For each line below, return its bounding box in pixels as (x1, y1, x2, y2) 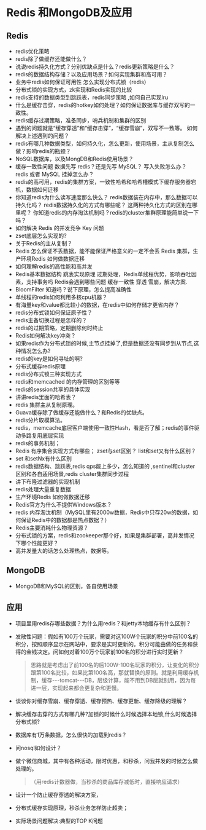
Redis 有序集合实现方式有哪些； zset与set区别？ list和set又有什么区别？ (15, 447, 196, 454)
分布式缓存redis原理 (15, 363, 66, 370)
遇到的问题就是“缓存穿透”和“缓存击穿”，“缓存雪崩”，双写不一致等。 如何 (15, 124, 198, 132)
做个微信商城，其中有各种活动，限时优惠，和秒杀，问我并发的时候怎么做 (15, 757, 198, 764)
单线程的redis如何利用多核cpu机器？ (15, 293, 108, 301)
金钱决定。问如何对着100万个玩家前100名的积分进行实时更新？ (26, 648, 184, 655)
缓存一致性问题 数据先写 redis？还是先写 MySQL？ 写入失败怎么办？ (15, 163, 187, 170)
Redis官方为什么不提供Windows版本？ (15, 501, 112, 508)
